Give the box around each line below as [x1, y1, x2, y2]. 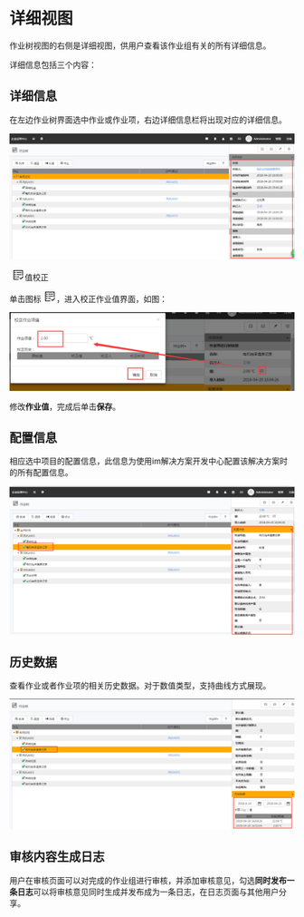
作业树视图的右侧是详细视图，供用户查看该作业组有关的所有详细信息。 [9, 40, 271, 51]
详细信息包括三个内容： [9, 59, 97, 70]
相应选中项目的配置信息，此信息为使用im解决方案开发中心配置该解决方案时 [9, 455, 288, 467]
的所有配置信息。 [9, 467, 73, 478]
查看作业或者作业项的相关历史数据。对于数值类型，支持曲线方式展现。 [9, 680, 271, 691]
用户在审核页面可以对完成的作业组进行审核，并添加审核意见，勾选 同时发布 [9, 874, 287, 885]
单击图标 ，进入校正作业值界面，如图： [9, 293, 167, 304]
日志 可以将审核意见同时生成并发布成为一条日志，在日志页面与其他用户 [16, 886, 279, 897]
